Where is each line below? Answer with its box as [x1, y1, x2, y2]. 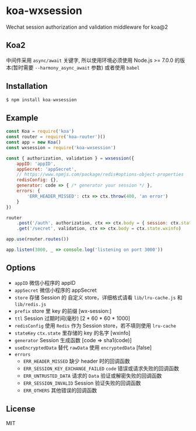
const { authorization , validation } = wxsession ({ [6, 155, 134, 161]
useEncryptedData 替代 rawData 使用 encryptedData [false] [14, 344, 152, 351]
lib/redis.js [14, 301, 47, 308]
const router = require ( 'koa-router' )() [6, 134, 106, 140]
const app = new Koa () [6, 139, 61, 145]
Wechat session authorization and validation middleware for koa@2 [6, 23, 168, 30]
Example [6, 113, 38, 123]
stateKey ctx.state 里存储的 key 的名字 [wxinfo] [14, 329, 131, 336]
